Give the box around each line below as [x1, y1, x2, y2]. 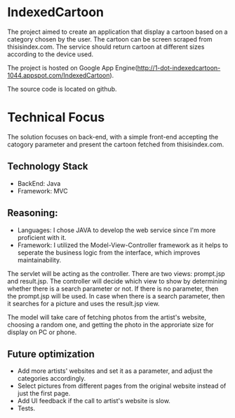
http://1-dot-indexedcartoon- [137, 63, 221, 72]
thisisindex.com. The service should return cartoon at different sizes [7, 42, 205, 51]
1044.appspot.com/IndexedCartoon [7, 71, 110, 80]
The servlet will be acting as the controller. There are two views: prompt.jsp [7, 269, 226, 278]
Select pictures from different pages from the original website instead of [17, 381, 227, 391]
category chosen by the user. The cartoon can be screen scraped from [7, 34, 213, 43]
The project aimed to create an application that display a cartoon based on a [7, 27, 228, 36]
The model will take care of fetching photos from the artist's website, [7, 312, 207, 321]
